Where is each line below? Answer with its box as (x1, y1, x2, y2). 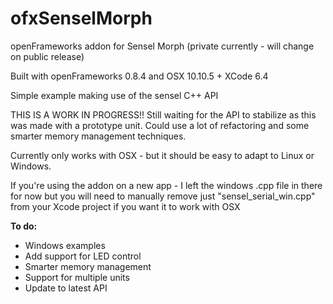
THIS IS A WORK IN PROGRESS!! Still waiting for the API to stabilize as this (10, 108, 317, 121)
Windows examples (24, 239, 106, 251)
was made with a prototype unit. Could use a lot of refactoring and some (10, 119, 310, 131)
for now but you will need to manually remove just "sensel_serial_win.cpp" (10, 190, 316, 202)
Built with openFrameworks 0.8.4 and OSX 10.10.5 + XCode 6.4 (10, 70, 269, 82)
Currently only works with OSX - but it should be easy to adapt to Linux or (10, 149, 315, 161)
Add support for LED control (24, 250, 142, 262)
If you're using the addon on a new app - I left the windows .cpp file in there (10, 179, 323, 191)
